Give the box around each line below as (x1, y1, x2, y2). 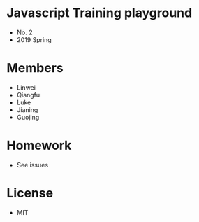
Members (6, 60, 64, 76)
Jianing (16, 105, 38, 113)
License (6, 186, 54, 201)
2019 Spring (16, 35, 52, 43)
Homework (6, 138, 72, 153)
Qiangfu (16, 90, 40, 99)
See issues (16, 160, 49, 169)
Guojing (16, 113, 40, 121)
